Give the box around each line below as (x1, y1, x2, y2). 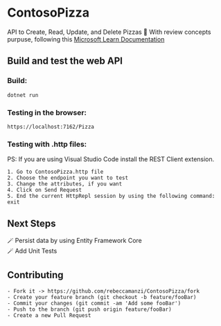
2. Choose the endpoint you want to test (7, 174, 129, 181)
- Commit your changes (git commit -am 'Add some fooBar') (7, 300, 182, 307)
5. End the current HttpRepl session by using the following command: (7, 192, 215, 200)
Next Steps (7, 217, 56, 229)
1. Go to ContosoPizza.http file (7, 168, 104, 176)
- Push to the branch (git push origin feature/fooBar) (7, 306, 172, 313)
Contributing (7, 269, 64, 281)
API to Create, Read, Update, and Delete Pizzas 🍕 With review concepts (7, 28, 211, 36)
